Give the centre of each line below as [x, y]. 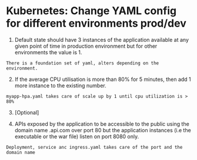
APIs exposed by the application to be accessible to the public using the [102, 124]
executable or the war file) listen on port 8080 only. [77, 136]
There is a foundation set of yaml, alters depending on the [83, 63]
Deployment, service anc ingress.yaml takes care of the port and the [94, 147]
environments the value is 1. [48, 52]
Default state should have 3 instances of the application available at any [102, 40]
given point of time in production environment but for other [86, 46]
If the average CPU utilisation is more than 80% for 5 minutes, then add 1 [103, 79]
